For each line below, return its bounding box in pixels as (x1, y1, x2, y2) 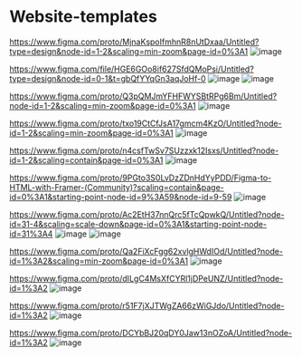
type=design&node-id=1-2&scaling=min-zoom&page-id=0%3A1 (9, 45, 249, 56)
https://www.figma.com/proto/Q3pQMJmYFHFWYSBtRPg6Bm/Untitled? (9, 91, 278, 101)
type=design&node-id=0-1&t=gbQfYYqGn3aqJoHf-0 (9, 72, 206, 83)
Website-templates (9, 6, 158, 27)
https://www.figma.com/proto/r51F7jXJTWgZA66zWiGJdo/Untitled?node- (9, 300, 285, 311)
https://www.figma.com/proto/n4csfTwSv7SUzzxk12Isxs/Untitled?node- (9, 145, 279, 156)
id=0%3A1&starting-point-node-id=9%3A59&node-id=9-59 (9, 191, 232, 202)
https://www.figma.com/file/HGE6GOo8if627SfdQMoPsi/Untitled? (9, 63, 255, 74)
